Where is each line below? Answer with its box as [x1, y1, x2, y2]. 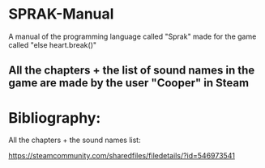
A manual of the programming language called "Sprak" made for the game [8, 31, 257, 41]
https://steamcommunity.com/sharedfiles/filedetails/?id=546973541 [8, 151, 235, 161]
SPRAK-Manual [8, 5, 114, 23]
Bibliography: [8, 108, 101, 127]
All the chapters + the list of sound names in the [8, 64, 255, 78]
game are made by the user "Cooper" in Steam [8, 76, 250, 90]
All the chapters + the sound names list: [8, 135, 141, 145]
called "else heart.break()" [8, 40, 97, 49]
